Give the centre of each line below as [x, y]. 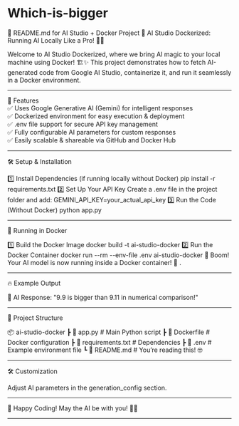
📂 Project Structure [35, 318]
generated [22, 72]
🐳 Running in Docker [37, 230]
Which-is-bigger [58, 13]
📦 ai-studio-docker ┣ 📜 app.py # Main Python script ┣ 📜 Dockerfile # [109, 332]
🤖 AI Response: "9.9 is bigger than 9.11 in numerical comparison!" [103, 297]
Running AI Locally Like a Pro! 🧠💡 [56, 40]
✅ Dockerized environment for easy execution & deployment [96, 116]
